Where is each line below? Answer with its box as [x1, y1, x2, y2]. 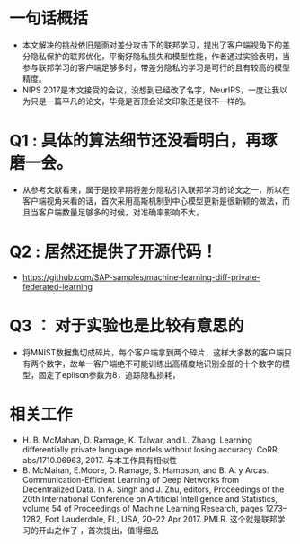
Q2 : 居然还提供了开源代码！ [9, 241, 218, 262]
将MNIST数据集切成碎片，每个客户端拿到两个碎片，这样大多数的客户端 [22, 347, 285, 357]
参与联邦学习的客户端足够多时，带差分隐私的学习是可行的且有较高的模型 [22, 62, 290, 73]
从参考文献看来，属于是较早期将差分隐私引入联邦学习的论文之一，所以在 [22, 184, 290, 195]
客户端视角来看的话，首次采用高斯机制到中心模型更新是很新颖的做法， [22, 195, 283, 206]
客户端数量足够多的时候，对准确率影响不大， [38, 206, 204, 217]
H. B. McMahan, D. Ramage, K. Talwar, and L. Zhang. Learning [22, 434, 253, 445]
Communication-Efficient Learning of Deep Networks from [22, 474, 240, 485]
